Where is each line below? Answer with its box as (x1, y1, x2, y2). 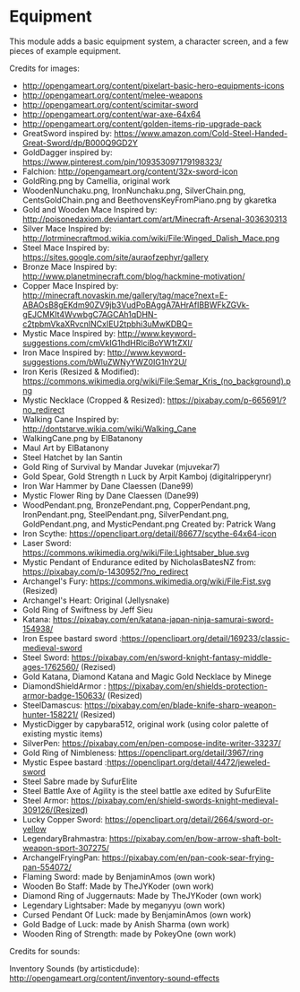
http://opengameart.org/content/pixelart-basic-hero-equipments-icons (21, 80, 285, 91)
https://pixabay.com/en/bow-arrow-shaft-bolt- (108, 832, 282, 844)
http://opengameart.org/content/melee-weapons (21, 90, 203, 100)
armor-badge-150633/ (21, 690, 106, 700)
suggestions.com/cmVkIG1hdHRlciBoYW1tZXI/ (21, 337, 193, 348)
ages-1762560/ (21, 661, 79, 672)
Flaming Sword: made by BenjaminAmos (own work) (21, 871, 216, 882)
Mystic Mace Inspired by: (21, 327, 116, 338)
